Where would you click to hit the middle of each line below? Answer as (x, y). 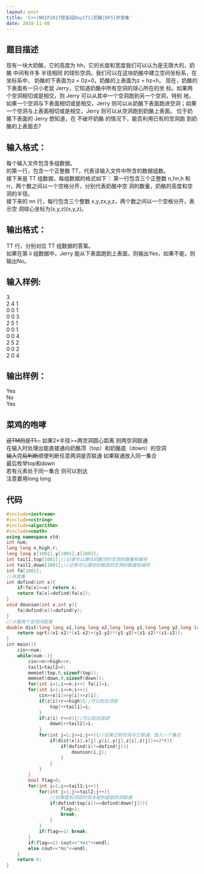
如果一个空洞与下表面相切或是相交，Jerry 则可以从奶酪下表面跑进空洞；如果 (101, 104)
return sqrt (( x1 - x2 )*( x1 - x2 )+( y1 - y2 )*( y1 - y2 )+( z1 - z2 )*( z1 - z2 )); (100, 633)
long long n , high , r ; (32, 548)
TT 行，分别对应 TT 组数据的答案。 (50, 246)
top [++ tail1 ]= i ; (70, 707)
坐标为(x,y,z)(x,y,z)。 (60, 209)
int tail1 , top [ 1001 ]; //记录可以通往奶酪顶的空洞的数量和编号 (77, 560)
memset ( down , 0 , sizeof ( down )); (66, 678)
